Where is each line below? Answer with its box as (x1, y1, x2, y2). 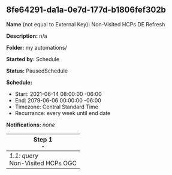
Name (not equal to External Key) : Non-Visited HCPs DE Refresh (6, 20, 165, 28)
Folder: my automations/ (6, 44, 67, 51)
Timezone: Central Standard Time (14, 103, 99, 110)
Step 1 (33, 135, 53, 143)
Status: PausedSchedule (6, 67, 68, 74)
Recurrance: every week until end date (14, 109, 111, 116)
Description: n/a (6, 32, 47, 40)
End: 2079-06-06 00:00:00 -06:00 (14, 96, 102, 104)
